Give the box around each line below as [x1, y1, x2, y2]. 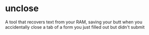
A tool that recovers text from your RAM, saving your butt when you [5, 19, 143, 25]
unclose [5, 3, 39, 14]
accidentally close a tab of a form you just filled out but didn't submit [5, 24, 145, 30]
